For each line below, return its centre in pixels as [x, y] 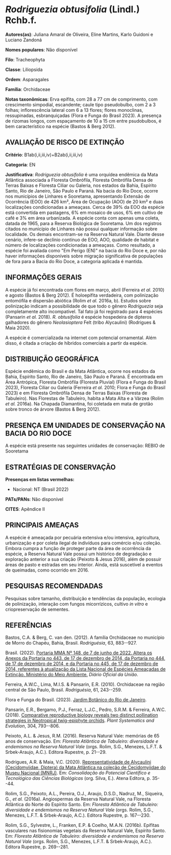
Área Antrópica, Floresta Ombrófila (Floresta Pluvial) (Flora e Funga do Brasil [86, 382]
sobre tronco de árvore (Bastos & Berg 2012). [53, 409]
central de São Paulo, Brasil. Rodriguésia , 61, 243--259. [64, 690]
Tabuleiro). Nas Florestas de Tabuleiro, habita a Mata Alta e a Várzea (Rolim [84, 398]
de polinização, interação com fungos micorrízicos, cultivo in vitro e [77, 604]
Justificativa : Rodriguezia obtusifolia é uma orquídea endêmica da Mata [82, 174]
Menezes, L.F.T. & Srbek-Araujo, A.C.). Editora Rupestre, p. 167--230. [78, 815]
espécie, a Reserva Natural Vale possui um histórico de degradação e [79, 554]
